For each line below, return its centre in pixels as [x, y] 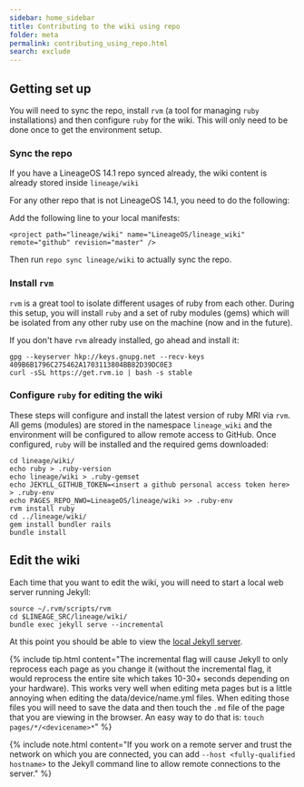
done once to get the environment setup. [86, 129]
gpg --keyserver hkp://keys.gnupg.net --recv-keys [107, 357]
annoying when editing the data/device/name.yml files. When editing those [150, 698]
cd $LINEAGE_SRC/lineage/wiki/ [69, 616]
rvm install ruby [42, 509]
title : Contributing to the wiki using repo [95, 26]
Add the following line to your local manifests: [94, 218]
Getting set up [50, 89]
